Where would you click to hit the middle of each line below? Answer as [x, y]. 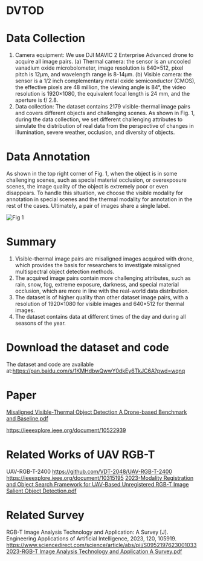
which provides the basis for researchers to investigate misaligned [98, 265]
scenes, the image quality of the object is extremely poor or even [87, 187]
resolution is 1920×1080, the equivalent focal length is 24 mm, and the [102, 94]
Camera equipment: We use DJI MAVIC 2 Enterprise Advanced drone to [104, 55]
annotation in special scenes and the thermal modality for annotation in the [99, 199]
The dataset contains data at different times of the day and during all [100, 317]
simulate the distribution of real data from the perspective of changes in [105, 126]
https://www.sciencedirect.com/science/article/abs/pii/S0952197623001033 [101, 545]
